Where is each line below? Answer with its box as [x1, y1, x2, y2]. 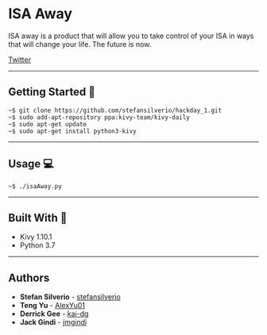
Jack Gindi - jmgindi [19, 318, 87, 327]
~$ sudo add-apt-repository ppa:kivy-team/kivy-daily [8, 113, 191, 121]
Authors [8, 271, 50, 284]
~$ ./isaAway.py [8, 182, 62, 191]
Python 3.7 [19, 241, 56, 250]
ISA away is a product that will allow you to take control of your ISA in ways [8, 31, 254, 40]
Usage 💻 [8, 157, 54, 171]
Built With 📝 [8, 211, 68, 225]
